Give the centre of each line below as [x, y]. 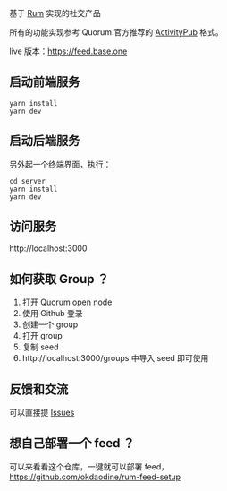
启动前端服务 [45, 82]
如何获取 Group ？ [59, 279]
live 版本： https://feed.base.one [68, 51]
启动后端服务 [45, 141]
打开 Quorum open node [67, 302]
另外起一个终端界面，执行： [60, 164]
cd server [28, 181]
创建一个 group [50, 324]
